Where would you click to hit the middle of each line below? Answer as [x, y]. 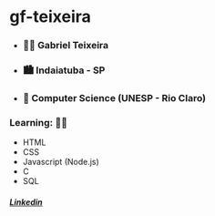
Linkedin [26, 201]
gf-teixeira [50, 17]
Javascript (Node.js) [61, 162]
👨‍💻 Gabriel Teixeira [66, 46]
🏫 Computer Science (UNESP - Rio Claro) [114, 98]
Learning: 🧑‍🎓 [39, 122]
